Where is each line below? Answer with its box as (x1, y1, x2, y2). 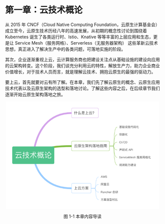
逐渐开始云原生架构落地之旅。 (5, 91, 65, 97)
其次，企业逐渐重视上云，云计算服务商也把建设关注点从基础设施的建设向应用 (5, 56, 160, 62)
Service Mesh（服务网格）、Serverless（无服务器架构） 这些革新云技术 (14, 40, 158, 46)
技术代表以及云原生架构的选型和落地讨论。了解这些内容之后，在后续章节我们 (5, 85, 160, 91)
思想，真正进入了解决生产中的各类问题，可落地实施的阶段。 (5, 46, 126, 52)
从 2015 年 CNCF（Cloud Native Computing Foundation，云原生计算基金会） (5, 22, 160, 27)
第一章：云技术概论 (5, 4, 83, 16)
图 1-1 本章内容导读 (63, 214, 102, 220)
